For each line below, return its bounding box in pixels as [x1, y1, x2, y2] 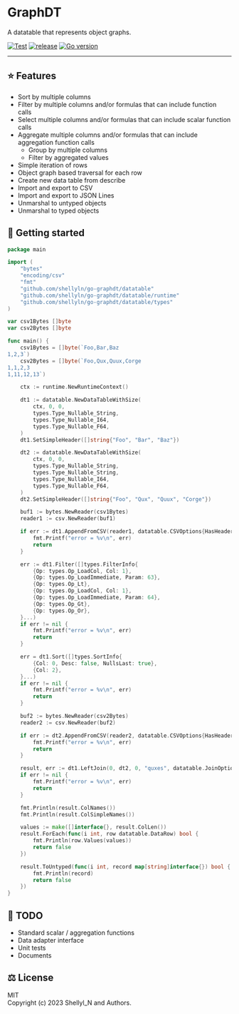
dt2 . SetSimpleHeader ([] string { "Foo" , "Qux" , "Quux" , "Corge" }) [20, 495, 212, 503]
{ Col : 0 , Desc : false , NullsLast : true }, [33, 659, 158, 667]
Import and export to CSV [17, 183, 93, 192]
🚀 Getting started [7, 227, 85, 239]
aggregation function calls [17, 138, 95, 146]
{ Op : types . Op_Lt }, [33, 581, 91, 588]
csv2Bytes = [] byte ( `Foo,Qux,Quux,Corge [20, 358, 142, 365]
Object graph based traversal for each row [17, 168, 142, 177]
